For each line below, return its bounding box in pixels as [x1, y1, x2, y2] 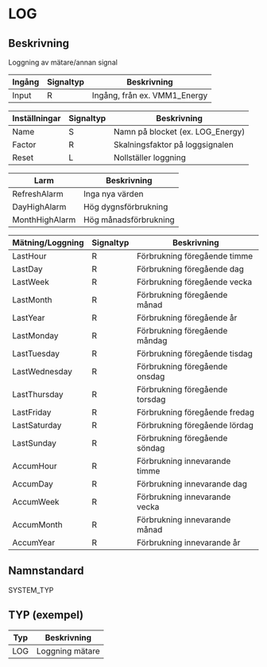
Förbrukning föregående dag [136, 263, 245, 275]
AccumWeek [12, 497, 60, 507]
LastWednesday [12, 366, 73, 376]
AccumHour [12, 461, 57, 471]
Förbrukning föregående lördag [136, 419, 254, 431]
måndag [136, 335, 168, 346]
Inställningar [12, 113, 61, 123]
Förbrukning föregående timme [136, 251, 253, 261]
